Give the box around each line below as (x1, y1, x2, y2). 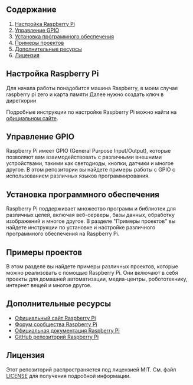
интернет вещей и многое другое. (6, 282, 92, 289)
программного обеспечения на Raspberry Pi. (6, 230, 120, 238)
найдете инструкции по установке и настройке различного (6, 224, 156, 231)
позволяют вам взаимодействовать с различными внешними (6, 153, 162, 161)
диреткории (6, 97, 37, 104)
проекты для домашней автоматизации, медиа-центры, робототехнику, (6, 275, 188, 282)
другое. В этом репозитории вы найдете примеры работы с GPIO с (6, 166, 176, 173)
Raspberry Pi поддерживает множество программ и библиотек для (6, 205, 176, 212)
